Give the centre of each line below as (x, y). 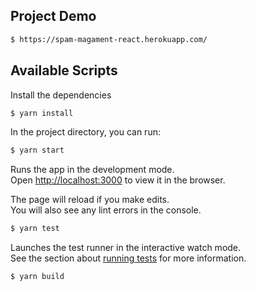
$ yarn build (37, 277)
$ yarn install (42, 113)
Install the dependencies (61, 95)
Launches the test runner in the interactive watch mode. (126, 248)
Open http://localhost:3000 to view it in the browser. (118, 180)
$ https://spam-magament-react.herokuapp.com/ (109, 39)
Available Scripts (64, 70)
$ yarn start (37, 150)
